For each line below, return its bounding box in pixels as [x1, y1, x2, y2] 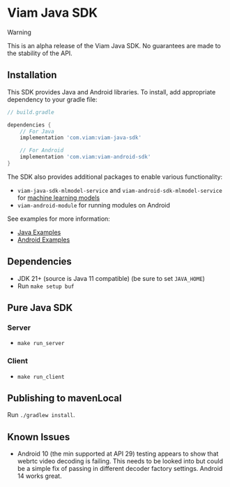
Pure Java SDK [7, 302, 73, 314]
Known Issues [7, 431, 70, 443]
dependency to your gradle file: [7, 95, 98, 103]
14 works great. [17, 472, 62, 480]
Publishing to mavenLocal [7, 393, 122, 405]
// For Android [20, 147, 64, 154]
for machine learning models [17, 194, 100, 202]
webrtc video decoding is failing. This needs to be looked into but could [17, 457, 223, 465]
